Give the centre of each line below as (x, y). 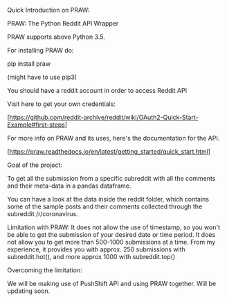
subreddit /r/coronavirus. (43, 214)
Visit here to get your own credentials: (62, 104)
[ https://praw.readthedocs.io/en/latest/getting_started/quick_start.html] (109, 151)
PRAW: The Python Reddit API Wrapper (63, 23)
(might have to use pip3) (42, 77)
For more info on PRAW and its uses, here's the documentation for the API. (113, 138)
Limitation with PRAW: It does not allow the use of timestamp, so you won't (113, 227)
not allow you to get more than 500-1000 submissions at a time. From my (111, 242)
